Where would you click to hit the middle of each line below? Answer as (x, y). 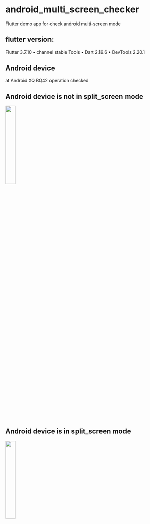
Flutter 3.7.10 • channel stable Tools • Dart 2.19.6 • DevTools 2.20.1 (75, 52)
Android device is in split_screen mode (68, 431)
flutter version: (30, 40)
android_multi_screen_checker (72, 9)
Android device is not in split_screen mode (74, 96)
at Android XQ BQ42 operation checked (47, 80)
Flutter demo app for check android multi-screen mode (63, 24)
